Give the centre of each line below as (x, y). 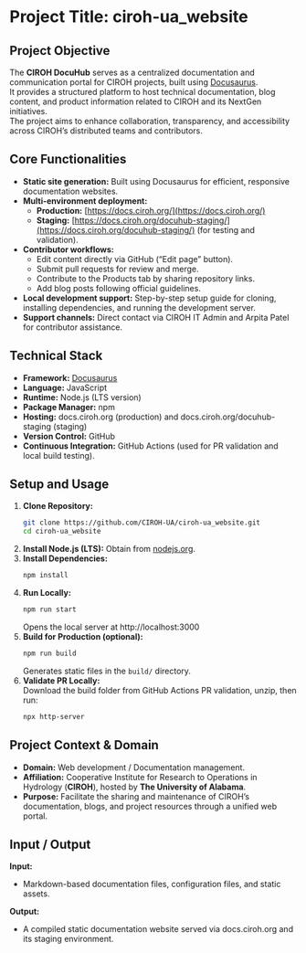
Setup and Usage (59, 485)
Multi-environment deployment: (85, 201)
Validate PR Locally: (61, 680)
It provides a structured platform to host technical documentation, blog (142, 92)
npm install (45, 576)
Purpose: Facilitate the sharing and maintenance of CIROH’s (136, 796)
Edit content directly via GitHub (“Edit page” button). (135, 259)
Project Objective (60, 51)
